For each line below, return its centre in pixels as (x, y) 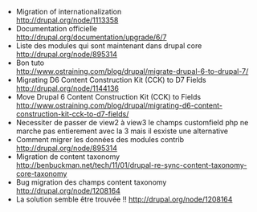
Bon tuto (30, 63)
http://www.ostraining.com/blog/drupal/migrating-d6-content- (119, 105)
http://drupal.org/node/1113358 (67, 20)
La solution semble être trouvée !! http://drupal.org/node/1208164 (124, 199)
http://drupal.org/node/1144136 (67, 88)
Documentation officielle (57, 29)
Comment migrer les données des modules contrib (100, 139)
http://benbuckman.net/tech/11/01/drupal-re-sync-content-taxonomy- (131, 165)
